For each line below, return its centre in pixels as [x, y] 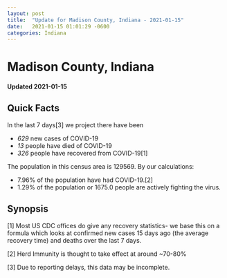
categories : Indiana [37, 33]
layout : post [26, 13]
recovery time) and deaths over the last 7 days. [74, 240]
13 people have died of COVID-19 [64, 145]
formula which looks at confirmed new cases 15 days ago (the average [108, 233]
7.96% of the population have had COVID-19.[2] [85, 180]
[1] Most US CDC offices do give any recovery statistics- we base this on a [113, 225]
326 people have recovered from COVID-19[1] [82, 153]
